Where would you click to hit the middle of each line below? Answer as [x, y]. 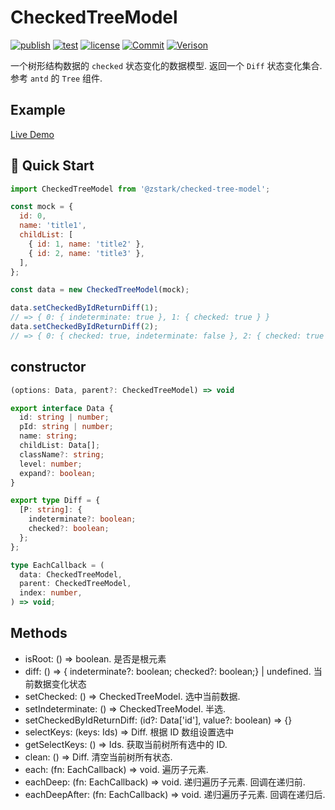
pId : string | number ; [66, 427]
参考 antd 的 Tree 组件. [56, 78]
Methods [39, 633]
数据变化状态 [60, 683]
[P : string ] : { [51, 510]
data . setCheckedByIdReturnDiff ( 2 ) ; [84, 327]
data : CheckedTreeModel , [71, 574]
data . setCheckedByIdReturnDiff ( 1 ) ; [84, 308]
